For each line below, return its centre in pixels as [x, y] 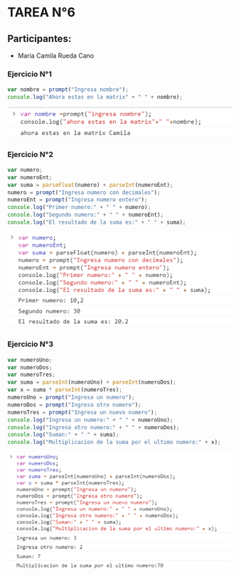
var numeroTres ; [31, 375]
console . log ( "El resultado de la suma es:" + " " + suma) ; [97, 222]
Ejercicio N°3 [30, 344]
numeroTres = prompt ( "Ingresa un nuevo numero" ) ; [83, 412]
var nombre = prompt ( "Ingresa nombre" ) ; [68, 90]
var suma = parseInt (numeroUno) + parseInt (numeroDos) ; [92, 382]
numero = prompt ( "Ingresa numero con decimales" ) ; [84, 193]
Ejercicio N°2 [30, 154]
